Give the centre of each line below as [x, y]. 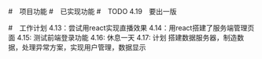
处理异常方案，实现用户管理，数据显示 [84, 47]
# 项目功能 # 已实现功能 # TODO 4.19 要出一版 [92, 11]
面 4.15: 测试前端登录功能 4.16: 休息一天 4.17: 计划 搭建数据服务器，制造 [123, 38]
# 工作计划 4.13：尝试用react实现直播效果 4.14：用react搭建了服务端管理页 [131, 28]
